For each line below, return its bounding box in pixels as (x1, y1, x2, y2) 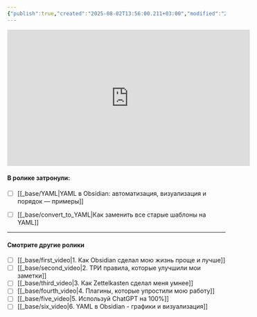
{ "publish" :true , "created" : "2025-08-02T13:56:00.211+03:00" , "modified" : (7, 10, 222, 17)
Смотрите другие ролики (7, 240, 85, 249)
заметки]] (17, 271, 47, 280)
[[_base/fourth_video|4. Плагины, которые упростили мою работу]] (17, 287, 215, 295)
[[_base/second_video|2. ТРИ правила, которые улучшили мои (17, 264, 201, 272)
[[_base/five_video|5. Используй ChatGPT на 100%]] (17, 295, 170, 303)
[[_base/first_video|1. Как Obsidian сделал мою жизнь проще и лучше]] (17, 256, 226, 264)
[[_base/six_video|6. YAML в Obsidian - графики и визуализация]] (17, 302, 208, 311)
